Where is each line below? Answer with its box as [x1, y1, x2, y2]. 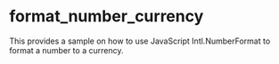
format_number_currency [9, 6, 204, 27]
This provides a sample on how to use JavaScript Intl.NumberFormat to [9, 36, 271, 46]
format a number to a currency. [9, 44, 124, 55]
